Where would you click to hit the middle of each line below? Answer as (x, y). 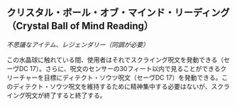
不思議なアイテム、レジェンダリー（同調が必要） (78, 44)
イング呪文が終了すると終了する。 (56, 95)
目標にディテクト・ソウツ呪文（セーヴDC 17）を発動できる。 (133, 78)
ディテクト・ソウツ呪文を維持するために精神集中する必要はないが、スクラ (121, 86)
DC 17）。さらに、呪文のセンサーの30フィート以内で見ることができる (120, 68)
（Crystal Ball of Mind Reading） (80, 26)
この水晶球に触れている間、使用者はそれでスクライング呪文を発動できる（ (115, 60)
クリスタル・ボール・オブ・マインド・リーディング (118, 13)
